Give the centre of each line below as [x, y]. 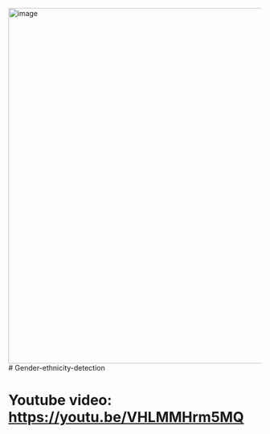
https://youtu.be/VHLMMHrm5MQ [126, 418]
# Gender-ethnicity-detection [57, 368]
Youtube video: [60, 400]
